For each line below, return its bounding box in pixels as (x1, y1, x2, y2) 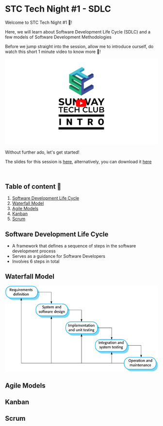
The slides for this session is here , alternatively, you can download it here (5, 159, 152, 165)
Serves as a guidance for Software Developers (12, 253, 106, 259)
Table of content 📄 (5, 182, 62, 191)
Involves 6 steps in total (12, 259, 60, 265)
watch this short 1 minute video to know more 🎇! (5, 49, 101, 54)
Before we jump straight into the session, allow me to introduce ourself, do (5, 43, 154, 49)
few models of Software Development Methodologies (5, 34, 112, 40)
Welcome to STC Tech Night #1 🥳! (5, 19, 73, 25)
